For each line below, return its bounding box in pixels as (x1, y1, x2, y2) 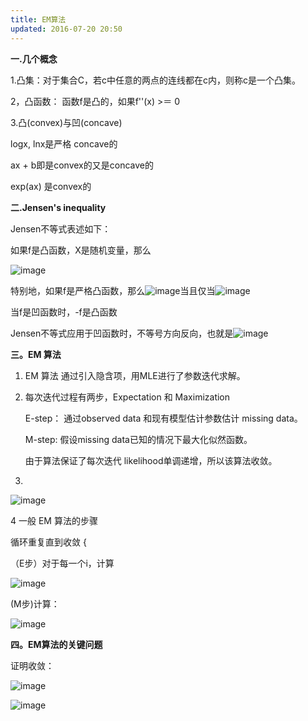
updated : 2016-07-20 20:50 (10, 24, 123, 34)
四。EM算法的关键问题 (10, 638, 103, 650)
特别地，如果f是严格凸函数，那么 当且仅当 (10, 284, 216, 296)
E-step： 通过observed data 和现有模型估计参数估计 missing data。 (24, 412, 303, 424)
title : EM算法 (10, 14, 67, 25)
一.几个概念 (10, 52, 58, 65)
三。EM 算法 (10, 348, 62, 360)
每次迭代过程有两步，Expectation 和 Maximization (24, 391, 231, 403)
